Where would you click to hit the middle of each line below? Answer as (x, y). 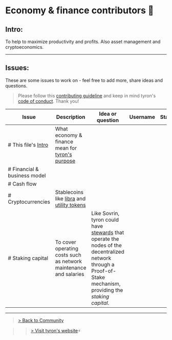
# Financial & (24, 169)
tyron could (105, 220)
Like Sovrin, (105, 213)
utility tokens (70, 205)
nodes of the (106, 245)
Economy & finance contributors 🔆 (80, 10)
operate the (105, 239)
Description (71, 117)
